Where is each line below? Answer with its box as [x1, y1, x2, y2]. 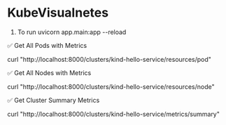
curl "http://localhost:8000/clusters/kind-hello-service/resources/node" [7, 82, 215, 91]
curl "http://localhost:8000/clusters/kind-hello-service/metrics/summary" [7, 110, 220, 118]
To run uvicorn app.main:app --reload [17, 28, 127, 36]
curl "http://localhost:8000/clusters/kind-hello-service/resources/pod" [7, 55, 212, 63]
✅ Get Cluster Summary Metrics [7, 96, 100, 104]
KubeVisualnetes [7, 5, 109, 21]
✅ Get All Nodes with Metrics [7, 68, 92, 77]
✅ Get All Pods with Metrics [7, 41, 87, 49]
